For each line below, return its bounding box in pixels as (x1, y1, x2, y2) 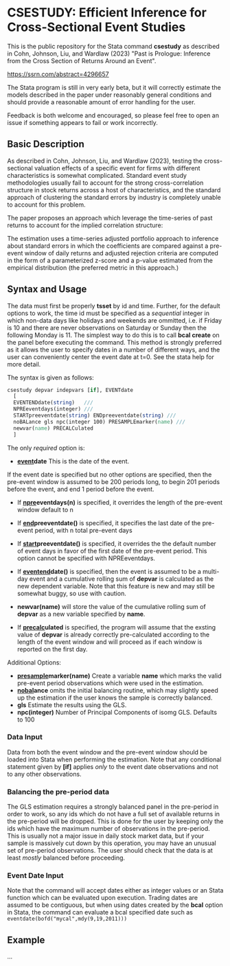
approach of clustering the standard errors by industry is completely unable (7, 193, 221, 201)
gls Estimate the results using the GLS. (16, 700, 127, 709)
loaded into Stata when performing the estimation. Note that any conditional (7, 755, 222, 763)
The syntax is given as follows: (7, 373, 94, 382)
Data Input (7, 733, 43, 742)
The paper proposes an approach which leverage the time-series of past (7, 214, 213, 222)
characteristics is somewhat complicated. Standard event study (7, 171, 187, 179)
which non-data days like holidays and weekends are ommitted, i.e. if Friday (7, 316, 222, 324)
